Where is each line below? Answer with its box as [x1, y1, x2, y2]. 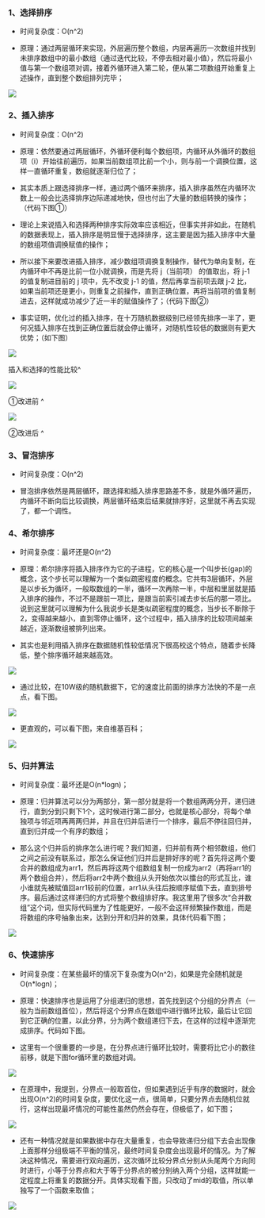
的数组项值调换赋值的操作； [19, 240, 111, 249]
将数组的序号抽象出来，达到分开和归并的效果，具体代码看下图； [19, 913, 228, 922]
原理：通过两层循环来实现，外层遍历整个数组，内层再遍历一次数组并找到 [19, 44, 256, 53]
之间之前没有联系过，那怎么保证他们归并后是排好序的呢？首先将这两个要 [19, 853, 256, 863]
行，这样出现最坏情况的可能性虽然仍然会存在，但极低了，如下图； [19, 1104, 235, 1113]
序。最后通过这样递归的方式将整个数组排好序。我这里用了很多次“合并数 [19, 893, 252, 902]
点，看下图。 [19, 692, 62, 701]
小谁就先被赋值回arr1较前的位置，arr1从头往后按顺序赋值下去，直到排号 [19, 883, 252, 893]
